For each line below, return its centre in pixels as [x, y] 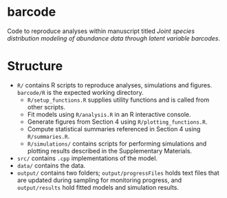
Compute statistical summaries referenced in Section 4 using [114, 129]
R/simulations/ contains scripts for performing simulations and [117, 143]
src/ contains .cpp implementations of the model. [87, 158]
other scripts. [46, 107]
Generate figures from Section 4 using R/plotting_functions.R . [117, 122]
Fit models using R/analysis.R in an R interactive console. [109, 114]
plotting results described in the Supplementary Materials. [110, 151]
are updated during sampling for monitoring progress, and [99, 180]
